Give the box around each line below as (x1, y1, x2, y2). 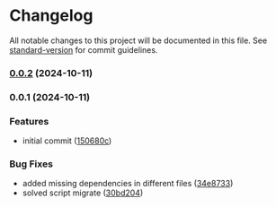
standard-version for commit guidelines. (9, 44, 158, 55)
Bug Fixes (9, 158, 54, 170)
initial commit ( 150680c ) (22, 135, 112, 146)
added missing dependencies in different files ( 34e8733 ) (22, 178, 234, 189)
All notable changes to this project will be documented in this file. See (9, 35, 268, 46)
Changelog (9, 5, 93, 26)
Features (9, 115, 49, 127)
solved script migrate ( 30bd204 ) (22, 187, 144, 198)
